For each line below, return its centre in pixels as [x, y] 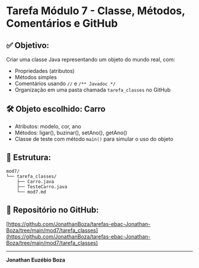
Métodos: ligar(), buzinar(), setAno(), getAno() [71, 133]
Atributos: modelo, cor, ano [48, 126]
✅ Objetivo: [28, 45]
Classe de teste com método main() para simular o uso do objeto [94, 139]
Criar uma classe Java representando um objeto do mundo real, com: [91, 59]
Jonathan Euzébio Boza [36, 260]
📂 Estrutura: [29, 158]
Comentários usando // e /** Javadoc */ [65, 83]
